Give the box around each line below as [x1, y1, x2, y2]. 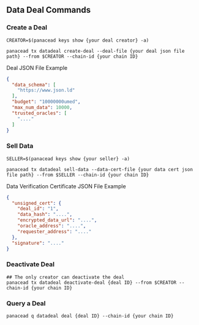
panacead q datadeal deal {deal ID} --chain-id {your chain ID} [6, 313, 174, 319]
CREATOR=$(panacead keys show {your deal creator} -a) [6, 37, 149, 44]
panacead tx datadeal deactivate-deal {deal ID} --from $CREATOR [6, 279, 176, 286]
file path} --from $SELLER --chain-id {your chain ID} [6, 172, 149, 178]
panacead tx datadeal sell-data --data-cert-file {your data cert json [6, 166, 193, 172]
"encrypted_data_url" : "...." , [17, 217, 97, 223]
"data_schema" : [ [12, 82, 56, 88]
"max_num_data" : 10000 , [12, 104, 72, 111]
